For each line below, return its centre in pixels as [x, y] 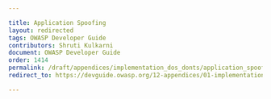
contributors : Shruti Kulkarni [61, 45]
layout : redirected [41, 30]
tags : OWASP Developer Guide [57, 38]
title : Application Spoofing [57, 23]
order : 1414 [28, 60]
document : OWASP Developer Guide [65, 53]
